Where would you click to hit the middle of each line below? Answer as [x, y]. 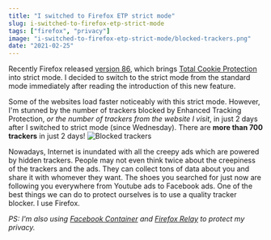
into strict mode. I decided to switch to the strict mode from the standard [129, 78]
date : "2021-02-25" [41, 46]
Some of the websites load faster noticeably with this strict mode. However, [134, 102]
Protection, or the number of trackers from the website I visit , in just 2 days [133, 119]
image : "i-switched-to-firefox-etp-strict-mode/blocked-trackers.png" [130, 38]
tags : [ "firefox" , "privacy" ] [59, 31]
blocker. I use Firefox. [44, 204]
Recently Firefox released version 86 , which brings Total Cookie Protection [133, 69]
